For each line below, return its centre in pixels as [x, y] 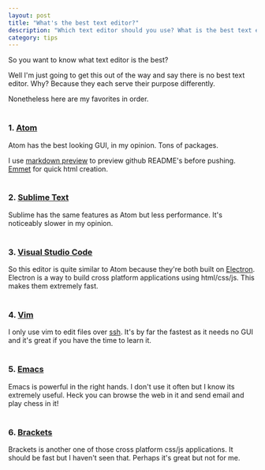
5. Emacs [26, 370]
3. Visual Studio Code [50, 252]
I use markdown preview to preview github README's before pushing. [122, 160]
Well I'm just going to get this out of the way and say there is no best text [127, 75]
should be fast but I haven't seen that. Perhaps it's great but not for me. [124, 458]
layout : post [30, 15]
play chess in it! [34, 403]
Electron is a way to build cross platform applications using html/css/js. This [131, 278]
